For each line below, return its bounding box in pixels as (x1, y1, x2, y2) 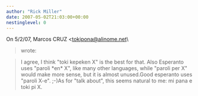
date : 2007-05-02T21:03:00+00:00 (6, 14, 89, 20)
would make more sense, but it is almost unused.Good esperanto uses (20, 71, 193, 78)
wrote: (20, 47, 37, 54)
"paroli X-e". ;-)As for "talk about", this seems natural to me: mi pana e (20, 77, 193, 84)
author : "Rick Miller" (6, 8, 62, 15)
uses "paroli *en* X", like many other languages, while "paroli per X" (20, 65, 188, 72)
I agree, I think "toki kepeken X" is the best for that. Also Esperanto (20, 58, 184, 65)
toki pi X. (20, 84, 43, 91)
